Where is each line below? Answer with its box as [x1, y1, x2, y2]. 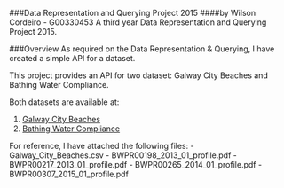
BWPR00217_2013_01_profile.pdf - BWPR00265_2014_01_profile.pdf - [9, 160, 263, 169]
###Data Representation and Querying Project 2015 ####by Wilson [9, 8, 256, 18]
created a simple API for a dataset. [9, 53, 136, 63]
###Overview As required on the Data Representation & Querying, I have [9, 43, 275, 54]
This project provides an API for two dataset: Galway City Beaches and [9, 70, 268, 81]
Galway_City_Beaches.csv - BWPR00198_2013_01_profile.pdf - [9, 150, 237, 161]
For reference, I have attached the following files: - [9, 141, 194, 151]
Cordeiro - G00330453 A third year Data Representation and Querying [9, 17, 267, 27]
